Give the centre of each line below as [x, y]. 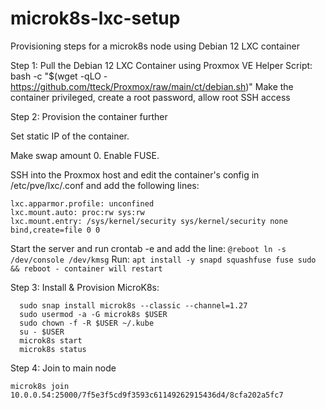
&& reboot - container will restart [86, 268]
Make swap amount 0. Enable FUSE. [85, 155]
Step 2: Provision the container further [89, 116]
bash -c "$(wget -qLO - [59, 76]
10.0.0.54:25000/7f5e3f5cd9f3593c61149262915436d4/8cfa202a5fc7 [147, 395]
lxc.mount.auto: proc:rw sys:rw [77, 212]
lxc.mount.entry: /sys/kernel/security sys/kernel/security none [149, 221]
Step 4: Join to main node [63, 368]
